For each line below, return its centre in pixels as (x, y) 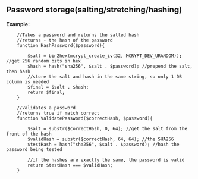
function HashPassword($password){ (61, 45)
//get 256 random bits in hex (44, 61)
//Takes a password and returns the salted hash (78, 35)
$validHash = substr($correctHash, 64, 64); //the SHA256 (101, 139)
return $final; (46, 92)
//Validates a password (46, 108)
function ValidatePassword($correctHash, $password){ (85, 118)
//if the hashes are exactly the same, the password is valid (106, 160)
